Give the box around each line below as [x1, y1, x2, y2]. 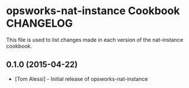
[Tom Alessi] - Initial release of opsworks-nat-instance [14, 75, 148, 82]
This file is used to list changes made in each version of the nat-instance [6, 36, 184, 43]
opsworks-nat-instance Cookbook [6, 4, 180, 18]
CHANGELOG [6, 17, 73, 30]
